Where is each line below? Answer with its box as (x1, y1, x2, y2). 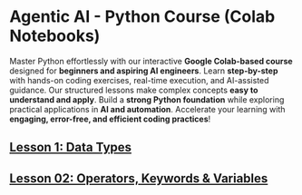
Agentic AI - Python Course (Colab (9, 6, 276, 27)
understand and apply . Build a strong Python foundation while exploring (9, 93, 285, 105)
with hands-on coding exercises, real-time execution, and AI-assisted (9, 74, 269, 85)
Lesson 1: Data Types (9, 140, 132, 155)
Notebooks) (9, 25, 101, 46)
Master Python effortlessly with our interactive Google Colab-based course (9, 55, 293, 66)
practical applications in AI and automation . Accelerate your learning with (9, 103, 286, 114)
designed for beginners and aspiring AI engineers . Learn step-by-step (9, 65, 278, 76)
